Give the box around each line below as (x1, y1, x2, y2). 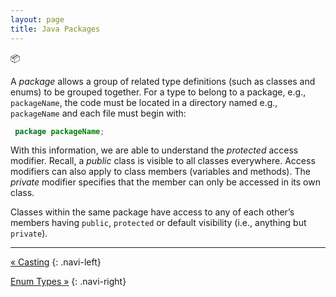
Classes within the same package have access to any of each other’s (10, 206, 295, 218)
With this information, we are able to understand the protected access (10, 144, 299, 156)
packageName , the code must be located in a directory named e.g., (10, 96, 278, 108)
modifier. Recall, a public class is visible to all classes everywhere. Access (10, 155, 316, 167)
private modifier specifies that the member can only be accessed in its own (10, 176, 321, 188)
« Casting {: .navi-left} (10, 256, 102, 268)
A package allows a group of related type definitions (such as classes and (10, 75, 316, 87)
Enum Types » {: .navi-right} (10, 276, 127, 288)
